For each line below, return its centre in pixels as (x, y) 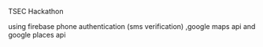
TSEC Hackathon (36, 11)
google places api (37, 35)
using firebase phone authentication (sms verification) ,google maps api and (132, 26)
